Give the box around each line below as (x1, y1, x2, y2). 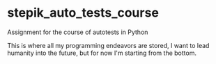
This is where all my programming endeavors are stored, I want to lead (7, 41, 210, 49)
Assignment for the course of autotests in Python (7, 28, 148, 36)
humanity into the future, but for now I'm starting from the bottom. (7, 49, 197, 57)
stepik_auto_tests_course (7, 5, 159, 21)
